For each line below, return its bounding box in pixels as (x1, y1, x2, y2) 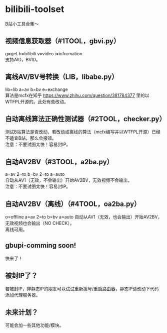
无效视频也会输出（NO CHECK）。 (5, 220, 74, 226)
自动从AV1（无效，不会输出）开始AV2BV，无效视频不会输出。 (5, 177, 132, 183)
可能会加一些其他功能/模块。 (5, 322, 64, 328)
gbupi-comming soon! (5, 241, 76, 250)
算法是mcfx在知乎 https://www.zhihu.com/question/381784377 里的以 (5, 92, 149, 98)
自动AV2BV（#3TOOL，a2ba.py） (5, 157, 113, 166)
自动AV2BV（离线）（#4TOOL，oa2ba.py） (5, 199, 141, 208)
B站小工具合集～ (5, 21, 39, 27)
